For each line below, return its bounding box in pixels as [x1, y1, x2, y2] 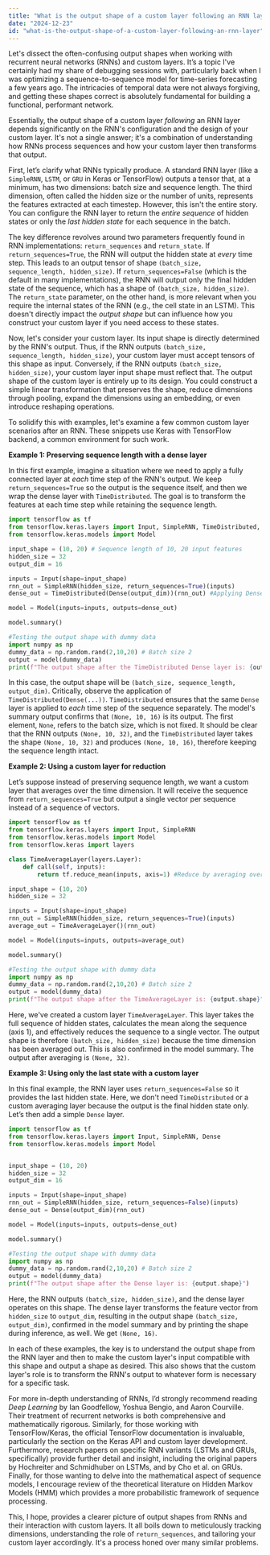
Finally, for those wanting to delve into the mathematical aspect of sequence [8, 1470, 261, 1480]
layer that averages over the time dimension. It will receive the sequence [8, 786, 248, 795]
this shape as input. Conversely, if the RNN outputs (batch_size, [8, 359, 223, 369]
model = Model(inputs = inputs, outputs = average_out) [8, 936, 185, 944]
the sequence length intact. [8, 746, 99, 756]
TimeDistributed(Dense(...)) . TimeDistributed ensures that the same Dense [8, 695, 260, 704]
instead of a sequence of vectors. [8, 802, 121, 813]
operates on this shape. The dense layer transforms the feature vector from [8, 1303, 259, 1312]
